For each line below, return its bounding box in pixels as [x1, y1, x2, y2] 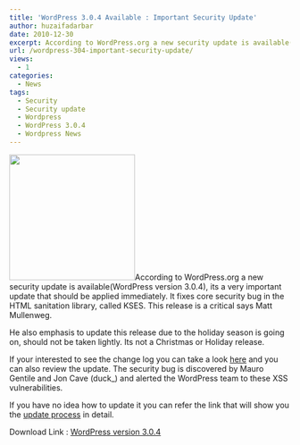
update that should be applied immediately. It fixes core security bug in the [9, 290, 285, 301]
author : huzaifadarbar [9, 21, 94, 30]
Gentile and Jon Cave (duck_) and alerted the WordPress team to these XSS [9, 373, 288, 383]
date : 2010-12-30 [9, 29, 74, 38]
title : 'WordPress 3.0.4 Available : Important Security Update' [9, 13, 257, 22]
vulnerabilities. [9, 382, 63, 393]
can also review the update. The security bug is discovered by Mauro [9, 363, 264, 374]
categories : [9, 71, 54, 80]
